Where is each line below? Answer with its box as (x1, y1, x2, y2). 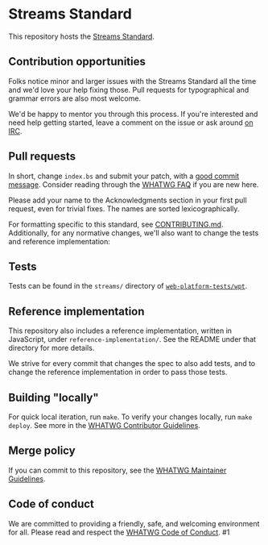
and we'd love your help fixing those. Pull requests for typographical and (8, 85, 249, 94)
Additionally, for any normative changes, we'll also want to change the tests (8, 227, 259, 238)
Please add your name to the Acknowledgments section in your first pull (8, 195, 247, 205)
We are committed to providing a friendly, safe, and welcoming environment (8, 518, 260, 528)
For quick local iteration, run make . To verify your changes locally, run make (8, 412, 253, 422)
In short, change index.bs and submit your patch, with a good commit (8, 171, 240, 181)
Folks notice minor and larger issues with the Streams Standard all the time (8, 76, 257, 85)
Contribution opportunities (8, 55, 146, 69)
